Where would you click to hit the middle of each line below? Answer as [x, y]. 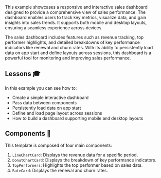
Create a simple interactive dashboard [50, 98]
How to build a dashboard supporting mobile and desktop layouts [78, 118]
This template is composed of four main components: [59, 145]
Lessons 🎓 [23, 74]
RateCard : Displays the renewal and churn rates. [60, 170]
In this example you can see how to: [41, 88]
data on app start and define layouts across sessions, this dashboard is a [78, 53]
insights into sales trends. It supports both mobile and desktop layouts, [76, 22]
